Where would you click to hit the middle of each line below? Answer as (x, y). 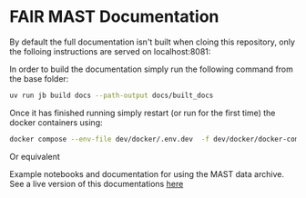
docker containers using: (56, 122)
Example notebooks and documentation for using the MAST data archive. (147, 173)
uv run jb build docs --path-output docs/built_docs (112, 95)
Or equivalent (35, 156)
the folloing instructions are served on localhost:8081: (110, 51)
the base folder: (39, 78)
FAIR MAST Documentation (114, 17)
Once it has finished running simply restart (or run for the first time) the (143, 113)
